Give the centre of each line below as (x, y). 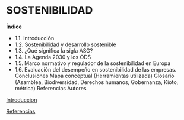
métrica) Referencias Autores (50, 88)
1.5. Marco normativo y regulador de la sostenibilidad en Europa (93, 63)
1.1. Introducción (34, 38)
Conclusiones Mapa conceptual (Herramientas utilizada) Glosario (94, 76)
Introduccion (22, 100)
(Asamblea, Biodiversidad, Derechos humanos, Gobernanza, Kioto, (96, 82)
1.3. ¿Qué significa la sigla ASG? (54, 50)
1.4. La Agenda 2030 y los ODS (53, 57)
